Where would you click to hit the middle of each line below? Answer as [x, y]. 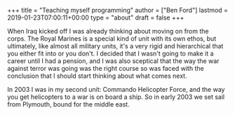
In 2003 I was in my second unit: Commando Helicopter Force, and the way [116, 89]
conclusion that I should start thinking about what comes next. [97, 76]
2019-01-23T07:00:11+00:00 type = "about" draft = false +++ [96, 18]
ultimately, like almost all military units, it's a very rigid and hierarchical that [115, 46]
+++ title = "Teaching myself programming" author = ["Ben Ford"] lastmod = [117, 10]
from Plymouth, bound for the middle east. [68, 104]
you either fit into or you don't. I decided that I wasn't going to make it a [110, 53]
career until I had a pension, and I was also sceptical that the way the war [113, 61]
